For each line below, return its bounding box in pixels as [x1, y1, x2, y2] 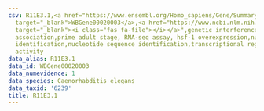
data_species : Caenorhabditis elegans [8, 77, 135, 84]
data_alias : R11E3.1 [8, 55, 76, 63]
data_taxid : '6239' [8, 84, 72, 92]
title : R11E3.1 [8, 91, 58, 99]
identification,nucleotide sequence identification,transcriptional [15, 41, 244, 48]
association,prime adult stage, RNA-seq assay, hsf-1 [15, 33, 195, 41]
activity [15, 48, 44, 55]
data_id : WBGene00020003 [8, 63, 90, 70]
